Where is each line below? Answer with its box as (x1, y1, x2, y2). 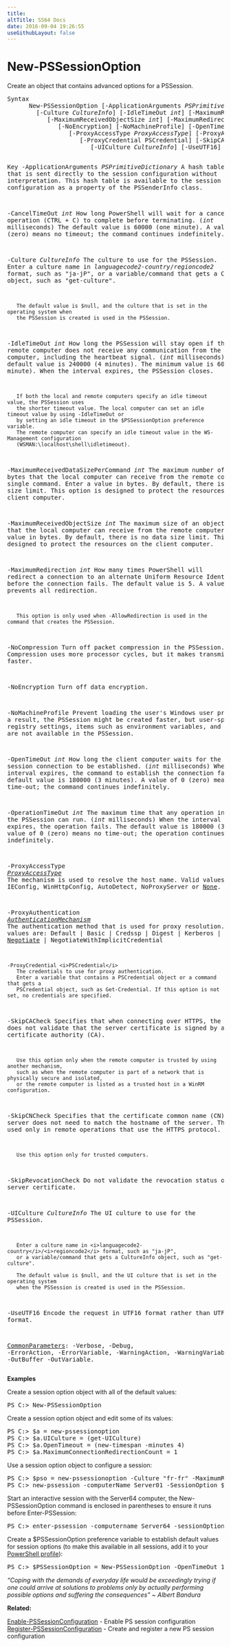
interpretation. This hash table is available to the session (7, 177, 221, 185)
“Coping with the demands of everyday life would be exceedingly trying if (7, 1576, 217, 1584)
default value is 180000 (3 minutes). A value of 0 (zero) (7, 776, 211, 784)
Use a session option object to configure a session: (7, 1461, 153, 1469)
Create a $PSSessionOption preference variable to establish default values (7, 1535, 219, 1544)
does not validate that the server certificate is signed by (7, 1024, 218, 1032)
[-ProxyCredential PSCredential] (79, 136, 192, 145)
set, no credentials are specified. (7, 993, 112, 999)
